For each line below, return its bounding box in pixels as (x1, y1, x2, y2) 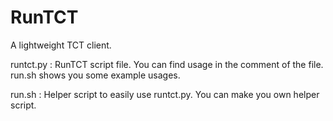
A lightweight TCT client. (10, 39, 112, 51)
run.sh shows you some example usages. (10, 69, 181, 81)
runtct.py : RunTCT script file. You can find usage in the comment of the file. (10, 58, 324, 70)
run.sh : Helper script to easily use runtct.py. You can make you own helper (10, 88, 320, 100)
